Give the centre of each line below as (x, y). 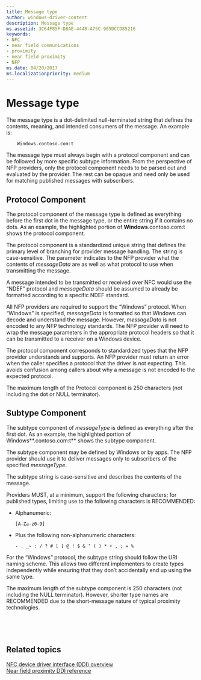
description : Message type (40, 23)
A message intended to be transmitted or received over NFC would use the (99, 282)
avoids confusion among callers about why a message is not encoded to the (101, 370)
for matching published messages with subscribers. (70, 181)
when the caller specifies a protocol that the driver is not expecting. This (96, 363)
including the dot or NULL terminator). (53, 394)
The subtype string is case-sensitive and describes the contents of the (94, 476)
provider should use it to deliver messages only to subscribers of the (91, 458)
